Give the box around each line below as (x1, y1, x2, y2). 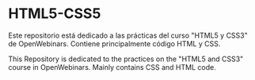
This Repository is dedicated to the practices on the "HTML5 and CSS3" (8, 54, 244, 64)
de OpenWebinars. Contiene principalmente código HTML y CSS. (8, 38, 221, 48)
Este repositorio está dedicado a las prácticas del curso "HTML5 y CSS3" (8, 31, 248, 40)
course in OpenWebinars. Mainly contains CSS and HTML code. (8, 62, 216, 71)
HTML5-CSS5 (8, 5, 101, 23)
